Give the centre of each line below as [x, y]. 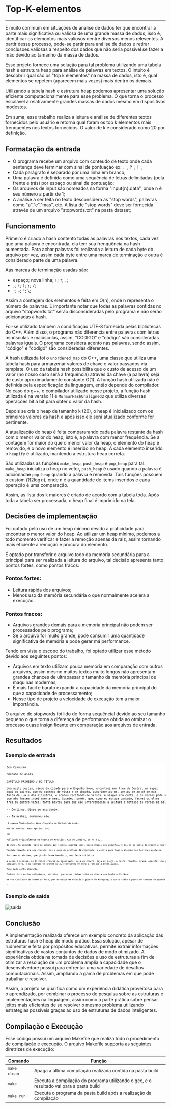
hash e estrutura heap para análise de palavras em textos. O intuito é [78, 70]
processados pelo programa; [43, 630]
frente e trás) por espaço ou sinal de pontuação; [63, 183]
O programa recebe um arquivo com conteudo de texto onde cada [82, 161]
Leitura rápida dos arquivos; [42, 590]
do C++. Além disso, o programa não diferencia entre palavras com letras [82, 332]
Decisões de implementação [51, 516]
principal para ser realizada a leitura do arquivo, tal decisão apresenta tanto [84, 560]
